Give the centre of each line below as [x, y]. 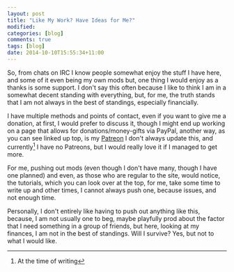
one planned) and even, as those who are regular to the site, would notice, [114, 175]
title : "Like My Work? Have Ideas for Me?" [71, 20]
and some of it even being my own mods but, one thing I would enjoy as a [113, 80]
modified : [22, 27]
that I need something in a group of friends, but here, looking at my [103, 226]
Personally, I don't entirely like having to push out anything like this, [104, 211]
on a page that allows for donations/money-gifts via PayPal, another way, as [116, 131]
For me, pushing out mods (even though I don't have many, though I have [112, 168]
